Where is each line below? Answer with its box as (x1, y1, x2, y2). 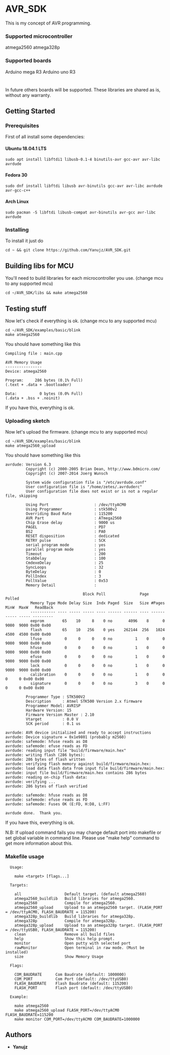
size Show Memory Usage (14, 954, 103, 959)
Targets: (10, 882, 29, 888)
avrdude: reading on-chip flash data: (5, 775, 88, 780)
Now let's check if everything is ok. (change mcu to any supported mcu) (5, 318, 157, 324)
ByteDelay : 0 (25, 569, 101, 574)
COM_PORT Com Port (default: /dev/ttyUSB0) (14, 976, 129, 981)
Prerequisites (5, 122, 39, 129)
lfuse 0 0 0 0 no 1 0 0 (30, 636, 165, 641)
